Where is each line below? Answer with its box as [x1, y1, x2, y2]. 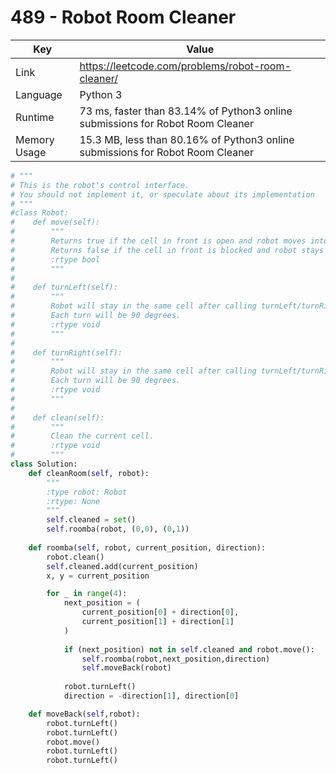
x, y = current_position [46, 571, 150, 581]
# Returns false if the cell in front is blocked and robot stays [10, 245, 325, 255]
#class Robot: [10, 208, 70, 218]
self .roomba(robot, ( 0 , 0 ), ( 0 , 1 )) [46, 524, 190, 535]
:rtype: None [46, 496, 101, 506]
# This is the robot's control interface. [10, 180, 190, 190]
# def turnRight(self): [10, 347, 123, 358]
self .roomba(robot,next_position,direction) [81, 654, 271, 664]
